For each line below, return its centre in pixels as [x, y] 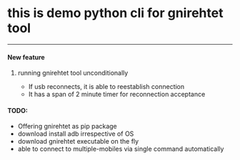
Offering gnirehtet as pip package [67, 127]
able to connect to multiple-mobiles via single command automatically [121, 149]
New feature [26, 57]
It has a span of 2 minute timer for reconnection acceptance [117, 95]
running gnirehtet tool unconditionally [73, 73]
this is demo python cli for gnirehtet [115, 13]
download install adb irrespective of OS [76, 134]
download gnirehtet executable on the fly [78, 142]
